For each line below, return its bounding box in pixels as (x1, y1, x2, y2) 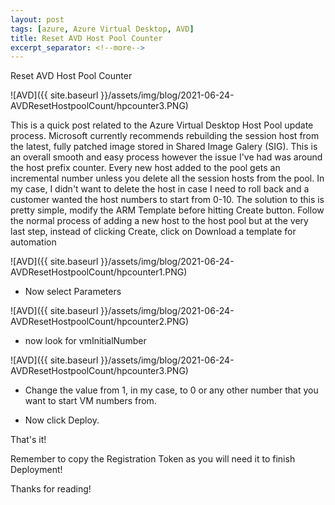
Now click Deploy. (24, 414, 100, 426)
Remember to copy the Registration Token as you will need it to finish (10, 453, 296, 465)
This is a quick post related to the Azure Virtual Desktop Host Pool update (10, 119, 314, 131)
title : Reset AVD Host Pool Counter (10, 33, 163, 43)
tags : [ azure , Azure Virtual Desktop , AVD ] (10, 24, 195, 34)
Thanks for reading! (10, 483, 92, 495)
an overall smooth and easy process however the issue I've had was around (10, 151, 323, 163)
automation (10, 236, 57, 248)
